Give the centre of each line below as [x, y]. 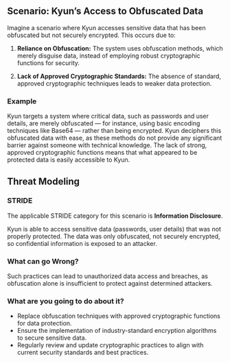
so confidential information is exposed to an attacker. [82, 243]
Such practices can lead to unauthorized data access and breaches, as [107, 276]
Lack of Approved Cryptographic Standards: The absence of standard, [119, 76]
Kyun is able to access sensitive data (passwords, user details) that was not [114, 229]
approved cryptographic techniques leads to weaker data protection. [114, 83]
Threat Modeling [44, 181]
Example [22, 101]
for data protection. [44, 323]
